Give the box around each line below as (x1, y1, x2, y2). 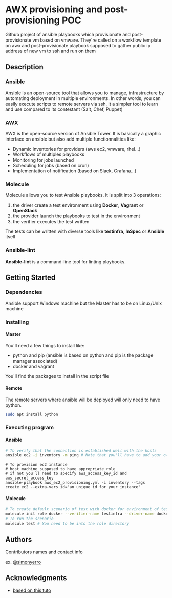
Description (5, 63, 44, 71)
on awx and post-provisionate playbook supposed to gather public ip (5, 42, 151, 48)
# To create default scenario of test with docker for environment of (5, 507, 159, 512)
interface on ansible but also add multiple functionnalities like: (5, 136, 136, 142)
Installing (5, 318, 29, 326)
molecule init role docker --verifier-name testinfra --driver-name (5, 511, 155, 516)
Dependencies (5, 288, 42, 295)
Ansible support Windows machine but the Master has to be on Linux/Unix (5, 300, 162, 306)
